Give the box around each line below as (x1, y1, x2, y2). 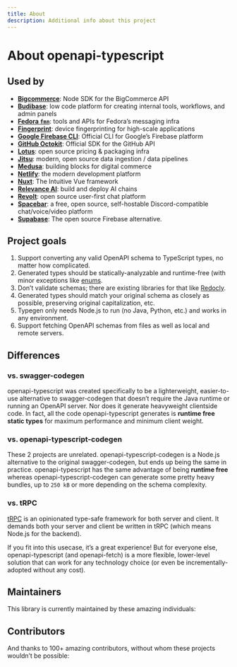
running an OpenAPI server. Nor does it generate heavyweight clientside (7, 402, 218, 410)
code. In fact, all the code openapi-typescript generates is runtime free (7, 410, 215, 417)
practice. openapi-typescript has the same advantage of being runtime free (7, 465, 229, 474)
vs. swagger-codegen (7, 371, 85, 381)
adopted (7, 565, 32, 574)
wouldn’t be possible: (7, 651, 70, 660)
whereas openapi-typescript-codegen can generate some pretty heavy (7, 473, 215, 482)
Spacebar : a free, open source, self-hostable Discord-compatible (17, 199, 209, 208)
